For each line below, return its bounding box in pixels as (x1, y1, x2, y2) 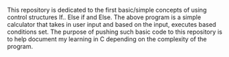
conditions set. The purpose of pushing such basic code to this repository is (7, 27, 223, 36)
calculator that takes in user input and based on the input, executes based (7, 21, 217, 28)
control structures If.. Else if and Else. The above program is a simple (7, 13, 202, 21)
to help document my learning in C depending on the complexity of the (7, 35, 207, 43)
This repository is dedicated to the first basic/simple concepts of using (7, 6, 207, 14)
